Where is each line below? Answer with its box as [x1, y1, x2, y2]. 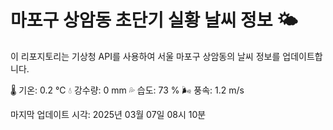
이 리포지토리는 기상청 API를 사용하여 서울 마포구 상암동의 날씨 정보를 [10, 50, 281, 62]
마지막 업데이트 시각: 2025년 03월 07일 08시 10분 [10, 108, 207, 120]
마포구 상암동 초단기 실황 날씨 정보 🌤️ [10, 9, 298, 32]
